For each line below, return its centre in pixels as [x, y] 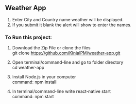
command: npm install [34, 82]
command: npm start [33, 97]
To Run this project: [29, 37]
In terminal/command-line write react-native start [61, 91]
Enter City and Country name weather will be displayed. [68, 19]
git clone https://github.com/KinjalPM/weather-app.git [66, 53]
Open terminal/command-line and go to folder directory [68, 62]
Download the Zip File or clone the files [51, 48]
